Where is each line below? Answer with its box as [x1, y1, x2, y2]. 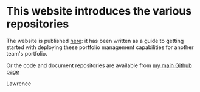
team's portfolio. [6, 50, 47, 57]
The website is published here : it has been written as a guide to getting [6, 37, 184, 44]
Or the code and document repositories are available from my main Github [6, 62, 193, 69]
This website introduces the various [6, 4, 192, 18]
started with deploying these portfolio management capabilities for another [6, 44, 194, 51]
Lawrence [6, 80, 32, 87]
